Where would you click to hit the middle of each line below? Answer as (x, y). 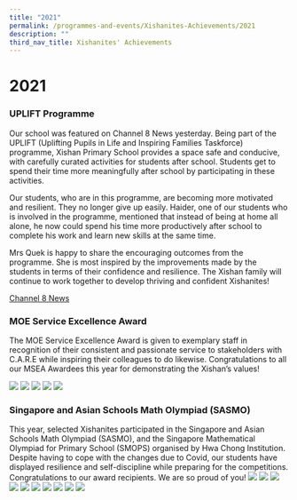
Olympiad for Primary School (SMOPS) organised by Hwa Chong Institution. (147, 448)
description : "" (39, 34)
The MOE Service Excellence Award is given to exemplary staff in (129, 341)
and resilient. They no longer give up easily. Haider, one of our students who (148, 207)
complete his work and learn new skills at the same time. (113, 235)
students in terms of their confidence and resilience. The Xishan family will (145, 271)
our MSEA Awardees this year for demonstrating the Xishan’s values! (134, 369)
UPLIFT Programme (52, 114)
